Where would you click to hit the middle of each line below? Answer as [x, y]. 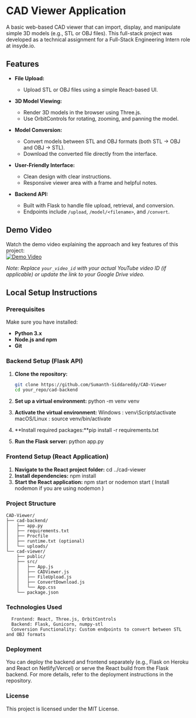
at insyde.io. [21, 46]
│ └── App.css [37, 587]
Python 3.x [28, 334]
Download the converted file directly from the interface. [90, 154]
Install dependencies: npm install [55, 475]
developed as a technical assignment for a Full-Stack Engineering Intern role [98, 39]
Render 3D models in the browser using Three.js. [82, 112]
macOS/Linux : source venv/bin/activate [63, 419]
